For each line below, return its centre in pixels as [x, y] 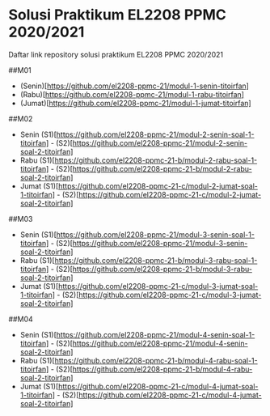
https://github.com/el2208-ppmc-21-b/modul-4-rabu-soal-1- [156, 360]
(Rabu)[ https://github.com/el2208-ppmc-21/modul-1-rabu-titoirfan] [132, 94]
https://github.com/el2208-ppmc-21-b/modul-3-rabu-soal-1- [156, 260]
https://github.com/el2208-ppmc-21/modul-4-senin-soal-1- [156, 334]
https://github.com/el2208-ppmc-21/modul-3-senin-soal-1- [155, 234]
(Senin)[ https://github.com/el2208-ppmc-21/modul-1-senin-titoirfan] [134, 86]
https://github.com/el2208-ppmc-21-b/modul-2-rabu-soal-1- [156, 160]
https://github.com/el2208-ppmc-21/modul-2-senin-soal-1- [155, 134]
